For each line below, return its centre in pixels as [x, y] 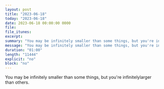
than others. [17, 82]
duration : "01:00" [24, 50]
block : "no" [17, 63]
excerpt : [14, 37]
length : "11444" [21, 54]
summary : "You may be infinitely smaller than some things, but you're [79, 41]
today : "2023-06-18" [26, 18]
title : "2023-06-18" [26, 14]
